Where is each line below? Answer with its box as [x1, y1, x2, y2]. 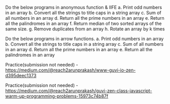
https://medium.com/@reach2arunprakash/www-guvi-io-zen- [5, 67, 136, 73]
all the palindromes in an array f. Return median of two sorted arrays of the [5, 20, 162, 26]
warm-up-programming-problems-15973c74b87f [5, 93, 108, 99]
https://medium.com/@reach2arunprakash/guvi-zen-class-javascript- [5, 88, 153, 93]
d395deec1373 [5, 73, 37, 78]
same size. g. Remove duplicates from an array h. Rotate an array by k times [5, 26, 165, 32]
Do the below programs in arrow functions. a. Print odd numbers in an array [5, 36, 164, 42]
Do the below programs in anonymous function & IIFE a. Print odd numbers [5, 5, 162, 10]
